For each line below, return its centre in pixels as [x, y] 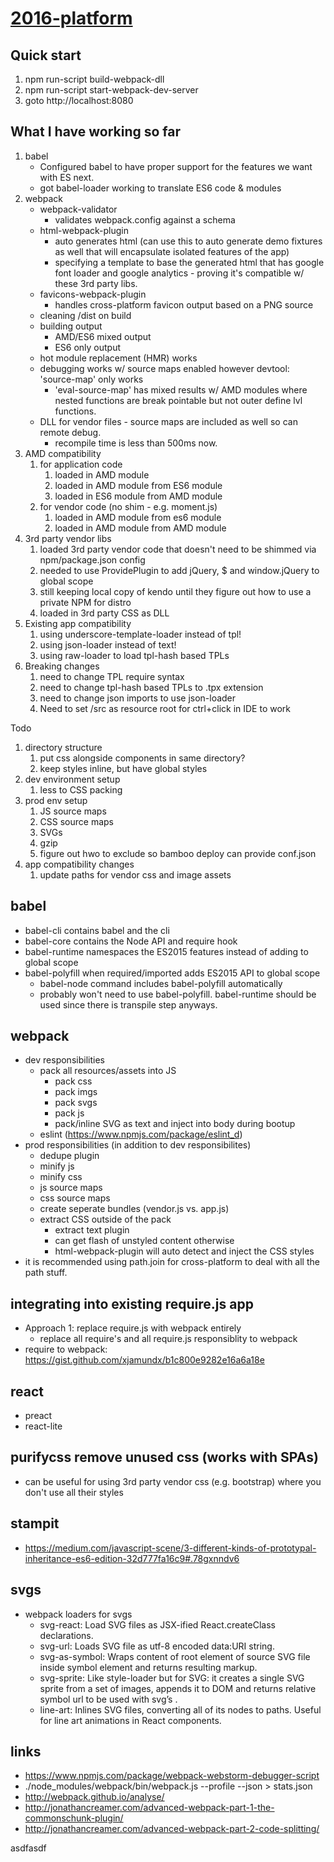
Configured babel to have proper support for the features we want [176, 166]
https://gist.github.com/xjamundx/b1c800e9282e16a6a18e [144, 1360]
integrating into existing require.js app [132, 1303]
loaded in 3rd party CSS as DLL [104, 613]
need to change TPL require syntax [112, 676]
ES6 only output [88, 347]
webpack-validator [78, 209]
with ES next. [67, 177]
